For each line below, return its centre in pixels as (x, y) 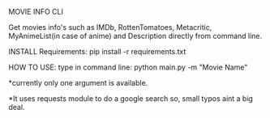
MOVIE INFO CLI (36, 12)
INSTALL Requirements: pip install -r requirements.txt (97, 51)
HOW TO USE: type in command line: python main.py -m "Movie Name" (128, 67)
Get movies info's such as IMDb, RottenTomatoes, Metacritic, (110, 27)
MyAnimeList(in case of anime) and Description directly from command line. (135, 36)
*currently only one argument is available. (78, 83)
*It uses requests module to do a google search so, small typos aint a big (131, 99)
